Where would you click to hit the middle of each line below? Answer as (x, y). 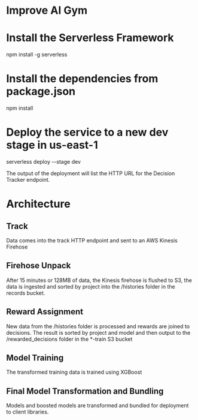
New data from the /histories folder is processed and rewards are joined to (98, 326)
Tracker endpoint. (28, 180)
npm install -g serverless (37, 55)
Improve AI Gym (47, 10)
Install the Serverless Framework (90, 38)
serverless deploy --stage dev (43, 162)
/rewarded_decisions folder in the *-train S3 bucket (69, 339)
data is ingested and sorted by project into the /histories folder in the (91, 286)
